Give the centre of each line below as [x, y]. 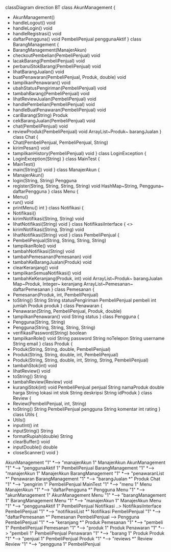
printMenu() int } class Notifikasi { [48, 208]
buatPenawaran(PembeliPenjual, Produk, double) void [69, 77]
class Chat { [25, 137]
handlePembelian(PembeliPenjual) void [54, 104]
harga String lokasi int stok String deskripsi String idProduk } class [82, 393]
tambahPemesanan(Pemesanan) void [52, 257]
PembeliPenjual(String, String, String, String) [59, 240]
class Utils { [25, 415]
